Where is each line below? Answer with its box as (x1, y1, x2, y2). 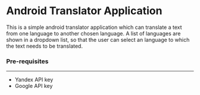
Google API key (14, 83, 53, 90)
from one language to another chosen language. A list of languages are (6, 30, 181, 37)
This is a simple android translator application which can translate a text (6, 24, 183, 31)
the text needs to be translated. (6, 42, 83, 50)
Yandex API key (14, 76, 54, 83)
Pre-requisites (6, 57, 49, 65)
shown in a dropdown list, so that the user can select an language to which (6, 36, 190, 43)
